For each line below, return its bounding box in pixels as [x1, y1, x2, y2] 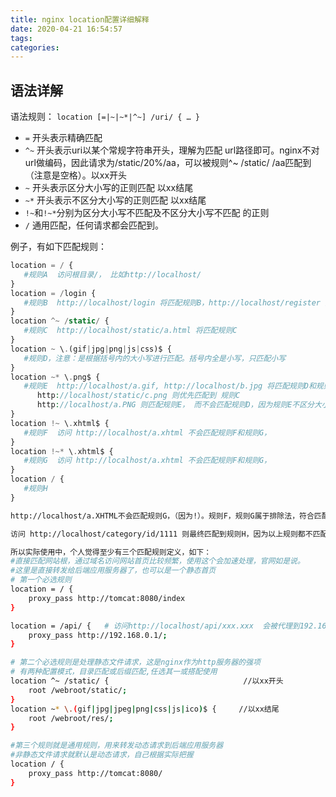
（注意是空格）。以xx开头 [24, 169, 128, 181]
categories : [10, 42, 60, 53]
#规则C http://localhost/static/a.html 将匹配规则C [23, 326, 238, 336]
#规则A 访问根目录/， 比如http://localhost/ [23, 269, 202, 280]
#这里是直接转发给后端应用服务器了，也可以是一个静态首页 [10, 566, 217, 576]
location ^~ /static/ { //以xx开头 [10, 676, 284, 686]
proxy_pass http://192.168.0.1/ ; [28, 630, 168, 640]
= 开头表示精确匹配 [24, 132, 103, 144]
